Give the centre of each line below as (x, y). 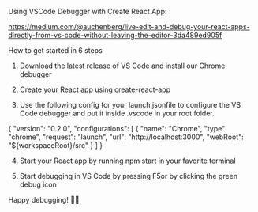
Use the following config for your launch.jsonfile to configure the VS (130, 105)
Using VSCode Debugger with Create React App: (88, 11)
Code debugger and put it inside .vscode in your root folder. (117, 113)
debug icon (38, 184)
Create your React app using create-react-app (95, 89)
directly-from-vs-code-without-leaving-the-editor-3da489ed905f (115, 35)
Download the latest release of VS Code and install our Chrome (122, 66)
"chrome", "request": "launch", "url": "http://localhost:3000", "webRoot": (126, 137)
